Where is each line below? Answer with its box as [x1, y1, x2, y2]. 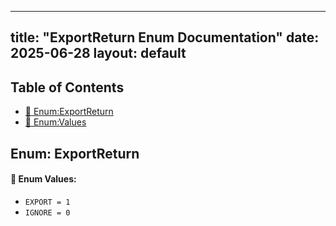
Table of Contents [10, 79, 125, 96]
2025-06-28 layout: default [10, 45, 187, 62]
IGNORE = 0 [24, 207, 71, 218]
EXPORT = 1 [24, 197, 71, 207]
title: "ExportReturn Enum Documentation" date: [10, 29, 320, 46]
